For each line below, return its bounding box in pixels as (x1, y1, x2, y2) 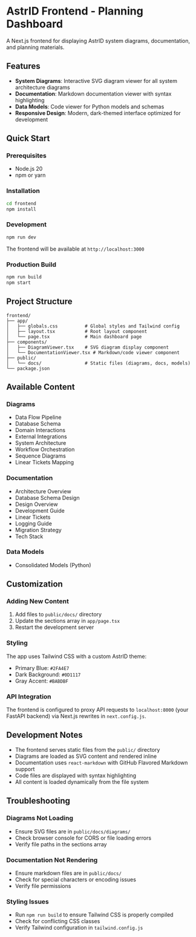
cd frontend (6, 200, 36, 206)
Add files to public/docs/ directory (15, 611, 102, 618)
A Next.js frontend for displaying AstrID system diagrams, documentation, (6, 37, 191, 44)
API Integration (6, 692, 51, 700)
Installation (6, 186, 41, 195)
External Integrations (15, 433, 68, 440)
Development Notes (6, 730, 83, 740)
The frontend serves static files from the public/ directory (15, 746, 160, 753)
